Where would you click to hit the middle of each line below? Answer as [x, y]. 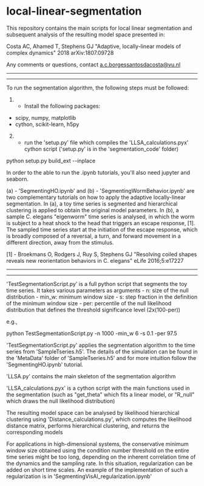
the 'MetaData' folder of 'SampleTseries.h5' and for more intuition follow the [101, 358]
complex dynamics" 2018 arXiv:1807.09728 [60, 52]
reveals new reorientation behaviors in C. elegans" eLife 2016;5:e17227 [95, 260]
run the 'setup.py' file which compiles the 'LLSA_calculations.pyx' [106, 142]
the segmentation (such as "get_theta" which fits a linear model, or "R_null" [100, 394]
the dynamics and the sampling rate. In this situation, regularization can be [100, 463]
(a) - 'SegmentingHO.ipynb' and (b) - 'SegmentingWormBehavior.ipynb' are [100, 190]
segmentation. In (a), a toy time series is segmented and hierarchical [92, 203]
